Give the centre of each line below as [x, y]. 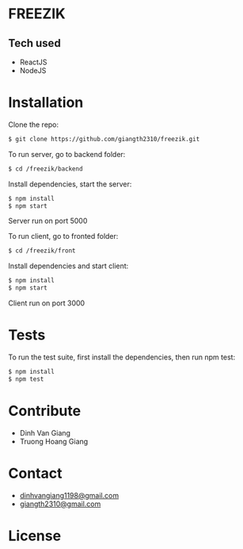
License [35, 536]
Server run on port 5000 [48, 221]
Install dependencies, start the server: [70, 184]
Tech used [34, 43]
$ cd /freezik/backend [46, 169]
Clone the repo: [34, 125]
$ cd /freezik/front [42, 251]
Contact [35, 473]
